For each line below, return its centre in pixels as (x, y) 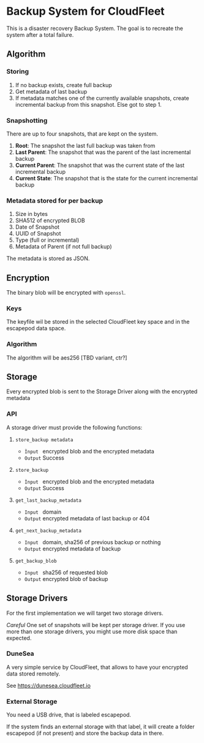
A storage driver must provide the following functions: (74, 427)
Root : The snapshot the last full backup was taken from (85, 145)
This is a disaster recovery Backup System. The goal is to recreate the (95, 28)
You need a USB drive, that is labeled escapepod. (69, 715)
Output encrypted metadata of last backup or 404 (87, 518)
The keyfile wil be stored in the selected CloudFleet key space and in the (98, 322)
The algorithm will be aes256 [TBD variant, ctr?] (67, 358)
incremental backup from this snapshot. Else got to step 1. (89, 104)
